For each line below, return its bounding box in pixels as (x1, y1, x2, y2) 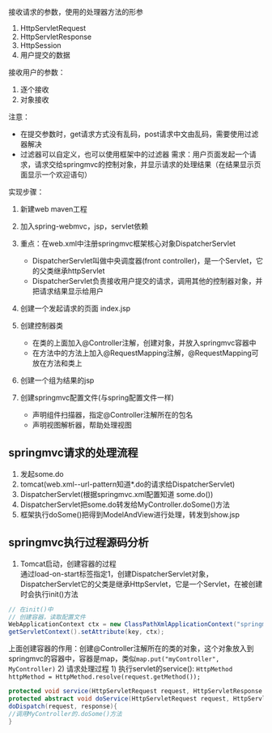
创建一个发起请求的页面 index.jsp (19, 303, 131, 313)
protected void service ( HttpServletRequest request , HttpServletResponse (8, 688, 263, 696)
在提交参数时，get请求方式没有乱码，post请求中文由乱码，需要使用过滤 (19, 129, 259, 139)
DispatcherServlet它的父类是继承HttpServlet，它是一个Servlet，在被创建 (19, 579, 263, 589)
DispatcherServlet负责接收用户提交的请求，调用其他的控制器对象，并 (32, 276, 263, 285)
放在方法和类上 (32, 358, 83, 367)
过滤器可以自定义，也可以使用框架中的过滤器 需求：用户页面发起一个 (19, 149, 249, 159)
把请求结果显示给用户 (32, 286, 104, 296)
